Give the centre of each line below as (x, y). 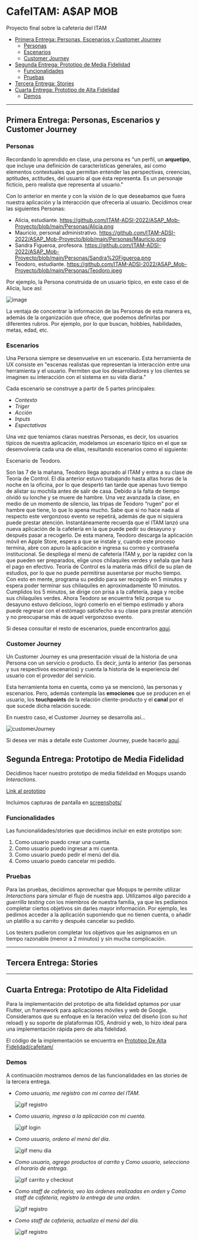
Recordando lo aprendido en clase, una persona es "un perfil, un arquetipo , (99, 159)
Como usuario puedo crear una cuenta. (62, 842)
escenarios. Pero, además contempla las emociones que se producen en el (98, 693)
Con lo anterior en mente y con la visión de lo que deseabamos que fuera (96, 196)
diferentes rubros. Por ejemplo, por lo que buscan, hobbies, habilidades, (94, 323)
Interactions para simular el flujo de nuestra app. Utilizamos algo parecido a (98, 896)
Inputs (23, 419)
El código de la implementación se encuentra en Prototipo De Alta (86, 1041)
